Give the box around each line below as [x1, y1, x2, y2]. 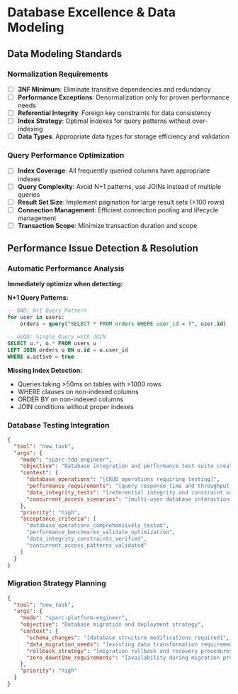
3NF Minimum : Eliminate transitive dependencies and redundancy [17, 85, 211, 93]
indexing [17, 125, 43, 134]
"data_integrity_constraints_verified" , [25, 536, 147, 543]
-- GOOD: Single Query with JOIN [7, 333, 106, 341]
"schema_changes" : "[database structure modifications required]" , [25, 634, 230, 641]
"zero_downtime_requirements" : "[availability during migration [25, 654, 220, 661]
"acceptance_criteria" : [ [20, 516, 97, 523]
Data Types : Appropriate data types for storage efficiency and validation [17, 132, 230, 141]
